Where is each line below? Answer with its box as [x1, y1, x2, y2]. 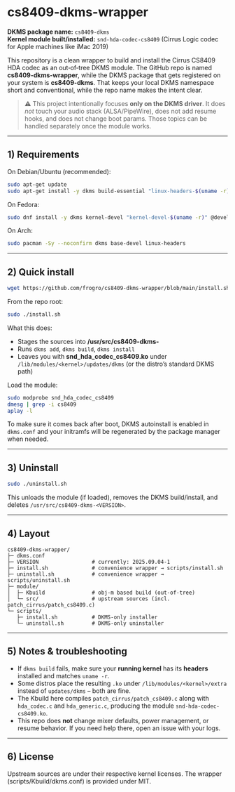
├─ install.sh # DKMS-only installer [16, 614, 158, 621]
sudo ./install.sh [7, 310, 61, 318]
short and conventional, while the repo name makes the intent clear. [7, 86, 203, 94]
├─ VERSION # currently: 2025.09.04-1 [7, 558, 171, 565]
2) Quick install [7, 266, 75, 278]
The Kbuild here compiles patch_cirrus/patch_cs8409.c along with [17, 694, 210, 702]
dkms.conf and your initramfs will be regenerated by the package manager [7, 428, 220, 436]
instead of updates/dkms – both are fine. [17, 686, 131, 695]
